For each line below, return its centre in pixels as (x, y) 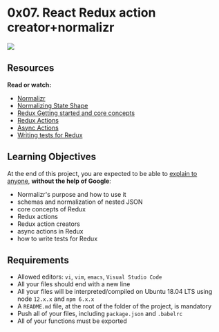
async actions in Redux (50, 231)
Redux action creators (49, 224)
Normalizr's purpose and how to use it (72, 194)
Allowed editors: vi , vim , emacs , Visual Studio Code (89, 277)
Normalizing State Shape (53, 105)
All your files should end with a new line (74, 284)
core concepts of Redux (51, 209)
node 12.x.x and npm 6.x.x (56, 299)
